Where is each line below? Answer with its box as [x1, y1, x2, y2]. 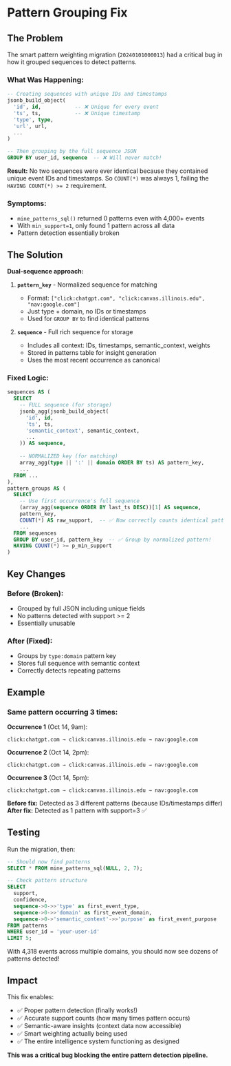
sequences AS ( [7, 389, 51, 396]
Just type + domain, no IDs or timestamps [27, 307, 146, 316]
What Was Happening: [7, 74, 84, 84]
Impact [7, 974, 38, 986]
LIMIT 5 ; [7, 935, 32, 942]
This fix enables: [7, 993, 54, 1001]
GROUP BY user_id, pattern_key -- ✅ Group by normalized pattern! [13, 536, 212, 543]
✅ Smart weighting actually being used [16, 1029, 128, 1038]
